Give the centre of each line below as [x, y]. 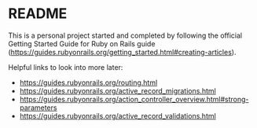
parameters [38, 108]
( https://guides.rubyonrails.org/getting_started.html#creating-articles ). [122, 52]
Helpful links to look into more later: [66, 67]
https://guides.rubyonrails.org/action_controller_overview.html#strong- [134, 99]
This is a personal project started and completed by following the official [125, 35]
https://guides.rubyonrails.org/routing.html [88, 82]
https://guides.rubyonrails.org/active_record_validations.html [117, 115]
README [38, 14]
